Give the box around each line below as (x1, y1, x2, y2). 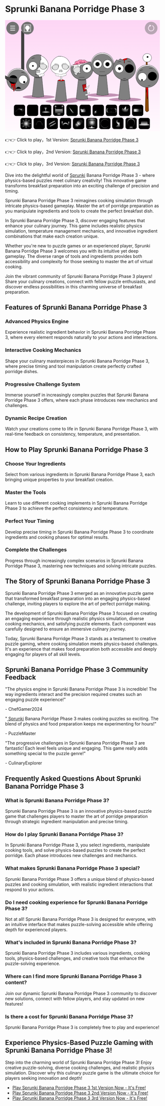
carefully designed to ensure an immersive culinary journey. (5, 626, 126, 632)
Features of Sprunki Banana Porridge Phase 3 (5, 303, 147, 311)
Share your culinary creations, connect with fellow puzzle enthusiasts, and (5, 278, 156, 284)
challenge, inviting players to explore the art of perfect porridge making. (5, 600, 151, 607)
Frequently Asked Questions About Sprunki (5, 774, 141, 783)
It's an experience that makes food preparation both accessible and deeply (5, 646, 157, 652)
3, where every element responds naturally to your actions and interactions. (5, 334, 158, 341)
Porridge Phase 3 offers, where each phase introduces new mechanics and (5, 397, 158, 403)
